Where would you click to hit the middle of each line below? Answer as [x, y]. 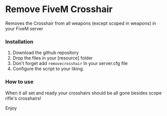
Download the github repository [46, 53]
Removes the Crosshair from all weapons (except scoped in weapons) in [81, 23]
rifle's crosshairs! [23, 98]
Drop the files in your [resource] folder [53, 58]
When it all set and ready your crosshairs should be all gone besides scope [83, 93]
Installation [19, 41]
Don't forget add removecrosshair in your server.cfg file [70, 64]
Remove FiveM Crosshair [59, 9]
